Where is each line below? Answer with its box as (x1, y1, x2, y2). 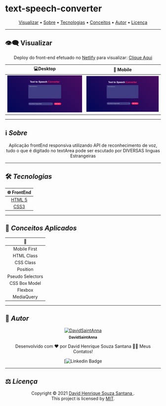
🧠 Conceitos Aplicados (5, 224, 77, 232)
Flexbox (17, 287, 34, 293)
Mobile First (13, 246, 38, 252)
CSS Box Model (9, 280, 41, 286)
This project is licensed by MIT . (51, 396, 115, 402)
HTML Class (12, 253, 38, 259)
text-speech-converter (5, 3, 102, 14)
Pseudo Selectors (7, 273, 43, 279)
